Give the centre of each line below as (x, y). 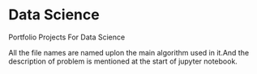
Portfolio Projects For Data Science (67, 37)
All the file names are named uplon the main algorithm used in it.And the (129, 52)
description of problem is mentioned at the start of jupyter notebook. (123, 61)
